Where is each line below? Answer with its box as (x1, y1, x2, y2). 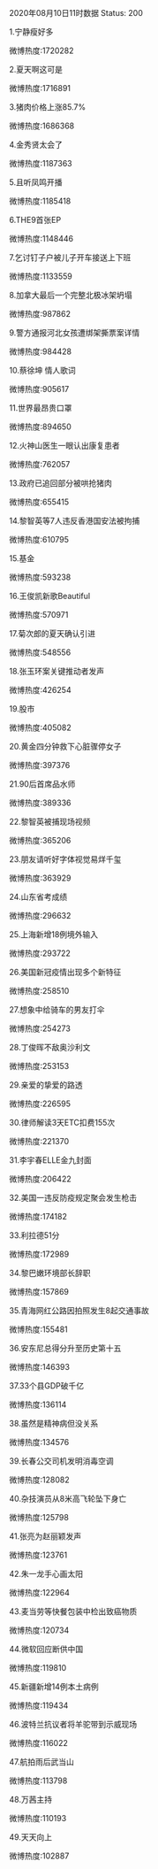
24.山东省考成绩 (9, 892, 68, 902)
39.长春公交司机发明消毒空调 (9, 1456, 115, 1466)
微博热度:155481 (9, 1324, 68, 1334)
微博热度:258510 (9, 986, 70, 996)
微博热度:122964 (9, 1588, 71, 1597)
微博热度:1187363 (9, 158, 72, 168)
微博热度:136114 (9, 1399, 67, 1410)
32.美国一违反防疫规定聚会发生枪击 (9, 1193, 138, 1203)
